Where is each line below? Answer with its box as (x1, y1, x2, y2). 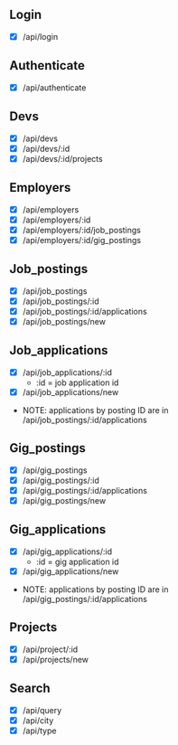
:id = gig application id (35, 556, 119, 567)
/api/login (22, 31, 59, 42)
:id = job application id (35, 377, 119, 388)
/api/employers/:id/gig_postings (22, 234, 142, 245)
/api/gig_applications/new (22, 565, 119, 577)
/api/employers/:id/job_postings (22, 224, 142, 235)
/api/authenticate (22, 81, 87, 93)
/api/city (22, 714, 54, 726)
